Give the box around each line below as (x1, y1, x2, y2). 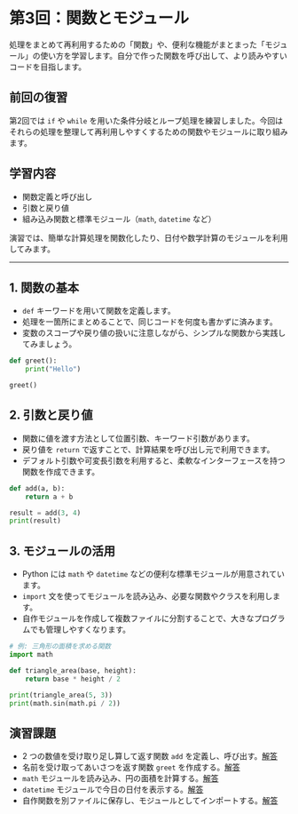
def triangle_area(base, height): (9, 666, 137, 675)
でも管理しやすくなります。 (29, 624, 131, 635)
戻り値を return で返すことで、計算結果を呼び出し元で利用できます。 (21, 443, 275, 454)
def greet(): (9, 356, 58, 365)
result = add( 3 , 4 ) (9, 508, 82, 517)
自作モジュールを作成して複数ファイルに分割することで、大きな (21, 613, 255, 624)
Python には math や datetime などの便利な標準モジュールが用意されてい (21, 569, 286, 579)
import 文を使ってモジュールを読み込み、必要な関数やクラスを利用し (21, 591, 273, 602)
